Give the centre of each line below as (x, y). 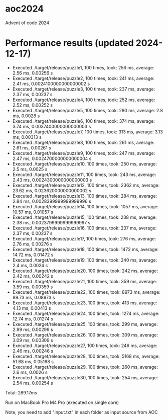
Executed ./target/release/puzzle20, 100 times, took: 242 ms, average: (85, 271)
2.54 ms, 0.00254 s (33, 383)
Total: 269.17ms (21, 392)
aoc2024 (25, 9)
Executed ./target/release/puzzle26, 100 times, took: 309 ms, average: (85, 334)
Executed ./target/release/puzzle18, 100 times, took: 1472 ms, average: (86, 249)
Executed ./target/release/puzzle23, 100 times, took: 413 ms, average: (85, 303)
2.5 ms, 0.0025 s (30, 169)
